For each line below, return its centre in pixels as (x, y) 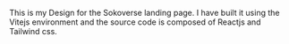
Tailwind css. (34, 31)
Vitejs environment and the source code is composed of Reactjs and (135, 22)
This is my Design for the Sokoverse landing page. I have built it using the (144, 13)
